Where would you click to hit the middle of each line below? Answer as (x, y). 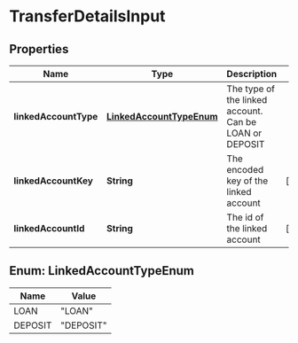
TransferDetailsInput (87, 16)
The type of (251, 89)
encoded (245, 170)
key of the (247, 181)
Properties (39, 49)
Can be (242, 122)
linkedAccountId (49, 228)
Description (252, 74)
